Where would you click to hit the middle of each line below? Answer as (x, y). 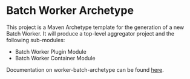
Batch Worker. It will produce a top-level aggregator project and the (90, 33)
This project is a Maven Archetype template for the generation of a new (95, 27)
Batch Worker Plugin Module (51, 51)
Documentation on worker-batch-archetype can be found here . (85, 69)
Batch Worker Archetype (70, 11)
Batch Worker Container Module (55, 58)
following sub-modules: (36, 40)
